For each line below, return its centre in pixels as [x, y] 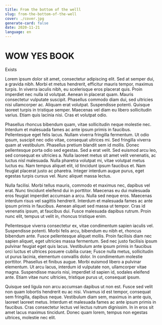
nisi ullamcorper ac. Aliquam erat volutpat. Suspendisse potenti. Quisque [77, 104]
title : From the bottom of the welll [43, 9]
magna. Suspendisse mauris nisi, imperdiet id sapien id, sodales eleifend [77, 272]
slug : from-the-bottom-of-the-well [41, 14]
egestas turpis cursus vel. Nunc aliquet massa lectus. [58, 176]
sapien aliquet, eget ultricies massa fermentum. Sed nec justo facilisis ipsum [81, 241]
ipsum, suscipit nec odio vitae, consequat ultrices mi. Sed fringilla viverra [78, 140]
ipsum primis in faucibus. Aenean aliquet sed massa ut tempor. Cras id [75, 206]
